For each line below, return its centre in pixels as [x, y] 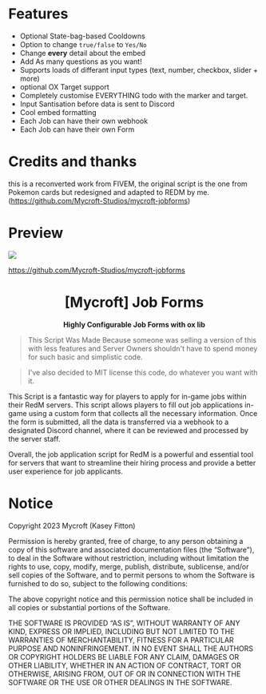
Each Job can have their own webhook [84, 121]
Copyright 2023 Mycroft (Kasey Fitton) [72, 525]
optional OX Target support [64, 87]
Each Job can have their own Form [77, 129]
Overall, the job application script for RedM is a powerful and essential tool [131, 454]
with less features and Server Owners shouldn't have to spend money [143, 348]
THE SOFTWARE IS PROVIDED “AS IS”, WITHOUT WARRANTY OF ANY [124, 623]
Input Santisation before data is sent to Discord [97, 104]
